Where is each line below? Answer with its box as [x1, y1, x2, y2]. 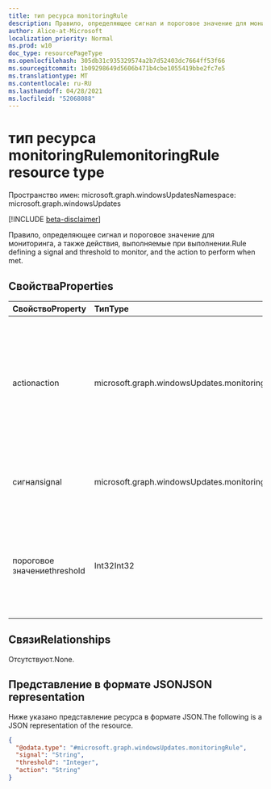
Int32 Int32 [94, 560, 135, 571]
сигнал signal [12, 476, 62, 487]
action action [12, 377, 60, 388]
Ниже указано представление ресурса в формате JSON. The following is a [8, 711, 262, 721]
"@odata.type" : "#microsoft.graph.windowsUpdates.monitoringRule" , [15, 744, 248, 752]
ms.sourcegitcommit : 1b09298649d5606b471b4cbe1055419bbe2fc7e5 [8, 65, 226, 73]
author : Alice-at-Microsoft [8, 27, 103, 35]
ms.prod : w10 [8, 42, 52, 50]
